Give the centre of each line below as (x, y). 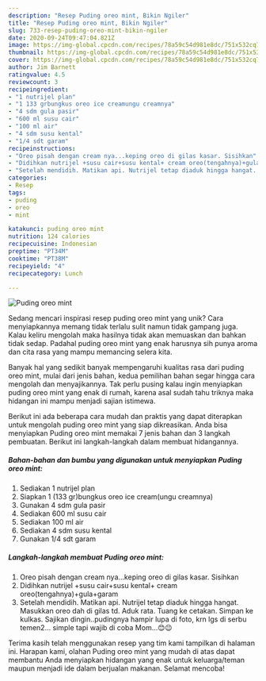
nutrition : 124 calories (49, 237)
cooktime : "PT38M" (38, 259)
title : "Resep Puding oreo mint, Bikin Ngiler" (88, 23)
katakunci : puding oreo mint (56, 229)
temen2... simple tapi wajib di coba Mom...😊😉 (96, 628)
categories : (28, 178)
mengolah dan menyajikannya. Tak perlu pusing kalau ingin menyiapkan (125, 384)
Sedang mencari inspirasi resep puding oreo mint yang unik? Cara (116, 318)
